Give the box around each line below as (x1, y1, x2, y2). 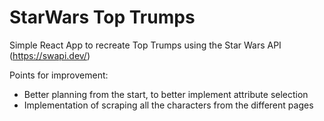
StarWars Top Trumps (9, 6, 196, 29)
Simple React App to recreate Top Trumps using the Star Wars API (9, 39, 282, 51)
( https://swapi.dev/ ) (9, 49, 91, 61)
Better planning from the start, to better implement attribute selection (23, 88, 309, 100)
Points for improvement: (9, 69, 109, 81)
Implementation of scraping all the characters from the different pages (23, 99, 314, 111)
